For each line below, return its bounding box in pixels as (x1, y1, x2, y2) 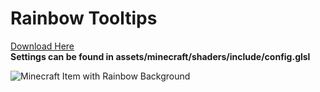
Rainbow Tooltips (10, 7, 158, 30)
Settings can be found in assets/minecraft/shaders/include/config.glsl (10, 50, 311, 62)
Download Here (10, 40, 75, 52)
